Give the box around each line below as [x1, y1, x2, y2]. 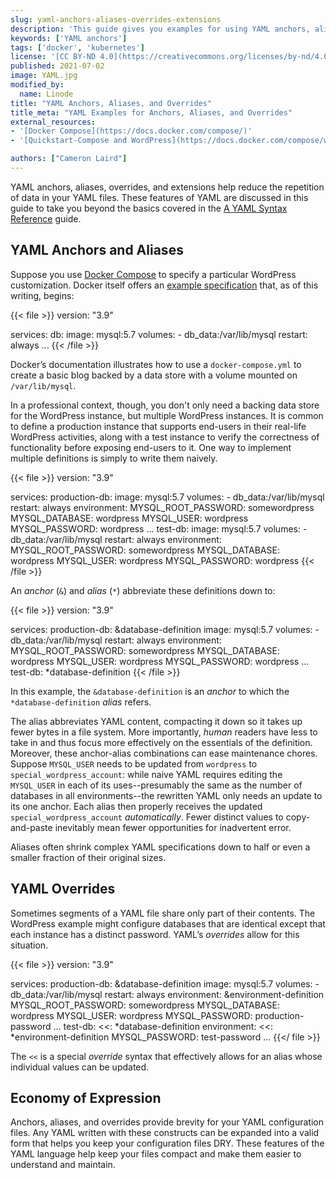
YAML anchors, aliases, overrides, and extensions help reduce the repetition [10, 181, 325, 193]
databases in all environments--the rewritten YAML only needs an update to [10, 789, 323, 801]
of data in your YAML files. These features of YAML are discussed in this [10, 191, 309, 203]
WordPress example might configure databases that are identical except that [10, 917, 326, 930]
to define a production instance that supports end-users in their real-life [10, 420, 307, 432]
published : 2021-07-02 [10, 61, 105, 71]
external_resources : [10, 117, 97, 127]
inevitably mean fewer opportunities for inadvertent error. [54, 821, 292, 833]
